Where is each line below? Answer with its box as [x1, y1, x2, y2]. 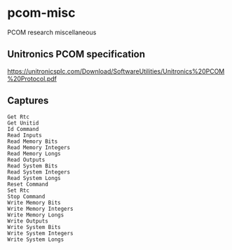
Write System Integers [7, 230, 74, 237]
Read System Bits [7, 162, 58, 169]
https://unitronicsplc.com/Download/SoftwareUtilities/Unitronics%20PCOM [7, 67, 225, 75]
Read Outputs [7, 156, 46, 163]
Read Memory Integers [7, 144, 71, 151]
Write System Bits [7, 223, 61, 230]
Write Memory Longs [7, 211, 64, 218]
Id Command [7, 125, 39, 132]
